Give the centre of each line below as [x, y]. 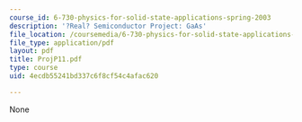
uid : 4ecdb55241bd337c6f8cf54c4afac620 [84, 76]
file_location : [38, 34]
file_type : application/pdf [62, 43]
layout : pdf [31, 51]
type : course [34, 68]
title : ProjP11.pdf [46, 59]
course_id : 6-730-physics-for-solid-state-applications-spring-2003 [140, 17]
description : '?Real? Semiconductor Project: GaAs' [108, 26]
